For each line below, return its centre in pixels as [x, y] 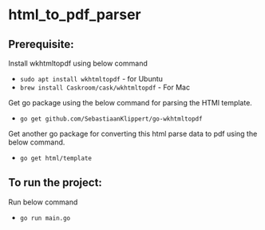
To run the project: [55, 182]
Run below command [43, 202]
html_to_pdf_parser [75, 15]
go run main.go [45, 218]
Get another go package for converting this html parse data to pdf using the [133, 134]
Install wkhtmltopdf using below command [78, 63]
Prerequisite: [41, 44]
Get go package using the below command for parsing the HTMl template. [131, 103]
